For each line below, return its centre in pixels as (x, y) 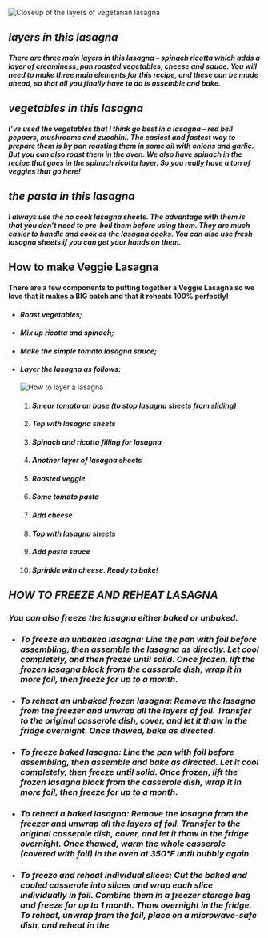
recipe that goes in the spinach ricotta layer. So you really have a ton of (130, 162)
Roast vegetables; (51, 314)
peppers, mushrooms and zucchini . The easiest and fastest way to (122, 137)
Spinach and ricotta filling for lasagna (97, 442)
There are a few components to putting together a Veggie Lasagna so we (132, 287)
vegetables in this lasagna (76, 108)
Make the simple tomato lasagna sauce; (88, 351)
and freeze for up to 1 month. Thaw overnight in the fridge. (136, 905)
